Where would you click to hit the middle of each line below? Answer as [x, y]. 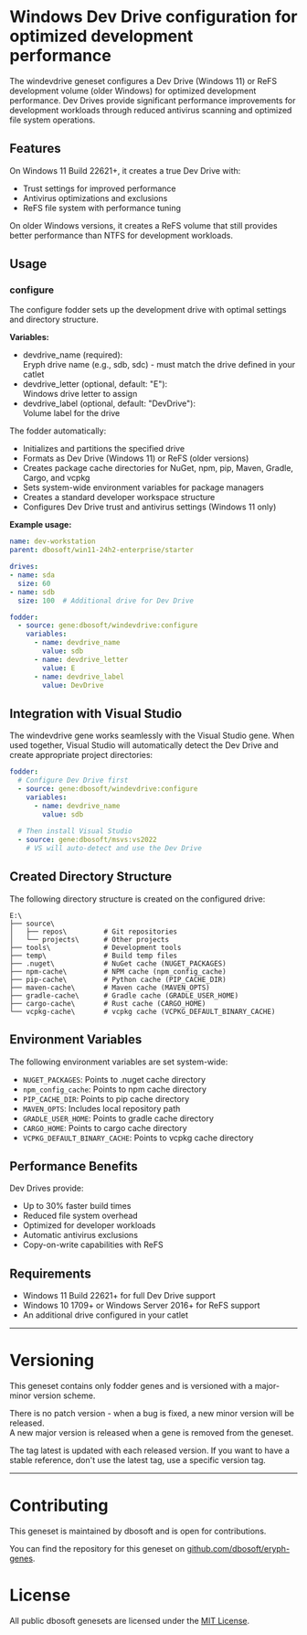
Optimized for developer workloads [89, 1225]
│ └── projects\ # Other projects [90, 939]
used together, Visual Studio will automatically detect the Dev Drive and [144, 745]
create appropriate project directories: [81, 755]
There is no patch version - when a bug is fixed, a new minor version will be [152, 1414]
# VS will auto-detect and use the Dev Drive [114, 849]
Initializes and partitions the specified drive [104, 449]
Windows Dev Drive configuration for [153, 17]
